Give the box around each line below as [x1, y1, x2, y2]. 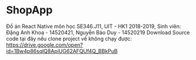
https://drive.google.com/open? [6, 41, 84, 48]
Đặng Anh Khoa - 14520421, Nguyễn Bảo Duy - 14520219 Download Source [6, 29, 190, 36]
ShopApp [6, 3, 53, 17]
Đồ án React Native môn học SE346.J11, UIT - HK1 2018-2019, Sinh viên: [6, 23, 181, 30]
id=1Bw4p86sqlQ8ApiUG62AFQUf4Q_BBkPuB [6, 47, 118, 54]
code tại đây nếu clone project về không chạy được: [6, 35, 132, 42]
